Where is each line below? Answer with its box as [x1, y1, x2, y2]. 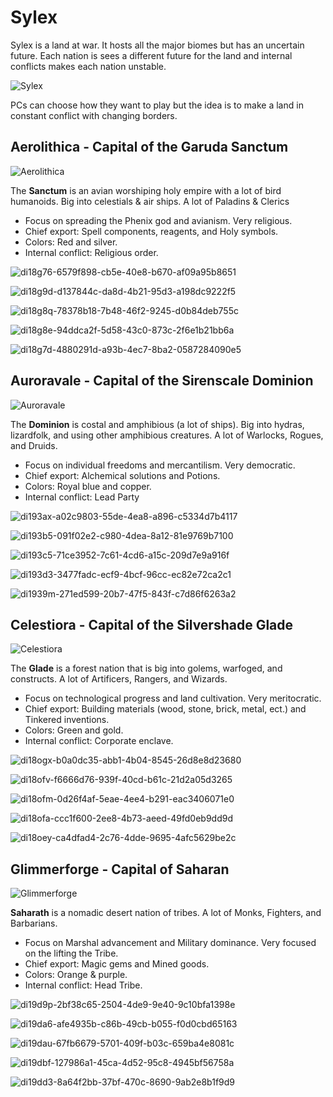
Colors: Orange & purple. [24, 969, 128, 981]
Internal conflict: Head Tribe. [24, 979, 143, 991]
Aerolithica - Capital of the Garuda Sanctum [10, 139, 289, 156]
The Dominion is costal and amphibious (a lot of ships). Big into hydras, [10, 418, 305, 430]
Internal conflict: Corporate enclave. [24, 735, 174, 747]
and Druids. [10, 439, 58, 451]
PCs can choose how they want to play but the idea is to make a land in [10, 99, 304, 111]
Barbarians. [10, 917, 58, 930]
